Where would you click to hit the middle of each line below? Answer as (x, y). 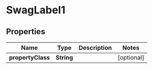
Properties (26, 32)
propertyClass (29, 57)
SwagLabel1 (36, 10)
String (64, 57)
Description (95, 48)
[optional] (131, 57)
